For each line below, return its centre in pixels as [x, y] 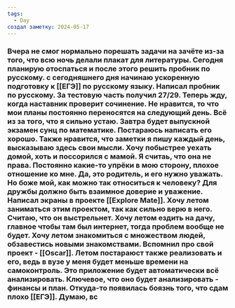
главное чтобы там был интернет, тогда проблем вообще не [116, 227]
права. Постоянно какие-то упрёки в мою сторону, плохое [113, 166]
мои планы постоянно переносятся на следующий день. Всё [117, 113]
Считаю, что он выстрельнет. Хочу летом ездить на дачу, [111, 218]
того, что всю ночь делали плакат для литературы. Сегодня [115, 60]
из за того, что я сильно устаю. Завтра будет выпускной [109, 121]
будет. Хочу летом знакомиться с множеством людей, [106, 236]
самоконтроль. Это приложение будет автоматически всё [113, 271]
